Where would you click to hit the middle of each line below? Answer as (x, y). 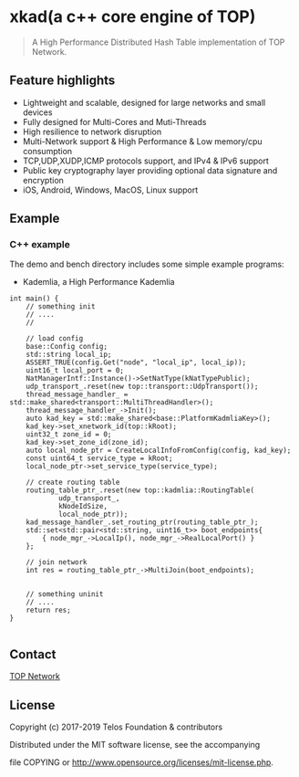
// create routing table (73, 483)
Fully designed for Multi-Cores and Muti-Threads (114, 121)
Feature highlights (62, 81)
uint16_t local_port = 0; (75, 371)
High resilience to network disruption (92, 131)
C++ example (40, 245)
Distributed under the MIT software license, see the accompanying (135, 745)
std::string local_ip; (69, 355)
